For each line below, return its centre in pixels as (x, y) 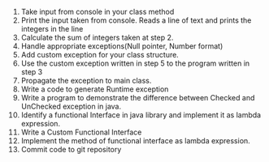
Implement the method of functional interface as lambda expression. (135, 141)
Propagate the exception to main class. (86, 81)
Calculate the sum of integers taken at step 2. (97, 37)
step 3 (32, 72)
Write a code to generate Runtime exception (95, 89)
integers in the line (52, 29)
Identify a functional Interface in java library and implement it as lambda (141, 115)
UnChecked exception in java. (71, 106)
